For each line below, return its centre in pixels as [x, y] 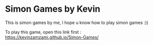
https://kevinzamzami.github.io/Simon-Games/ [52, 37]
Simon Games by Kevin [53, 9]
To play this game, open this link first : [43, 32]
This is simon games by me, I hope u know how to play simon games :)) [77, 22]
